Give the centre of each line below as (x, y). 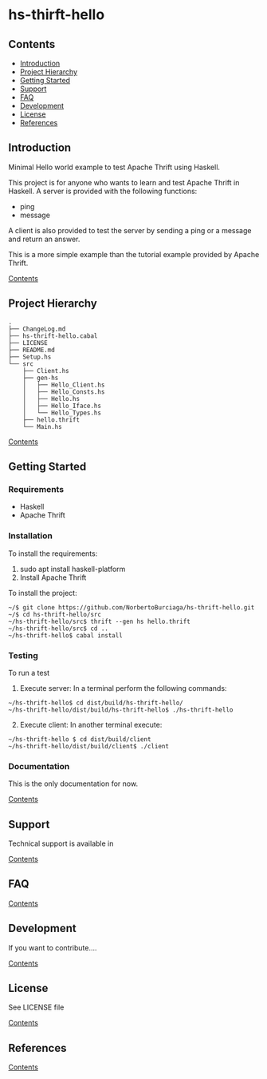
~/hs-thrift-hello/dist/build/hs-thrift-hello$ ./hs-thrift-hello (121, 710)
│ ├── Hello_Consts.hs (64, 392)
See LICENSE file (36, 1007)
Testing (23, 655)
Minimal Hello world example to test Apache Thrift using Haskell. (114, 167)
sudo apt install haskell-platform (73, 569)
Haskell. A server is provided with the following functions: (103, 191)
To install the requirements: (53, 553)
